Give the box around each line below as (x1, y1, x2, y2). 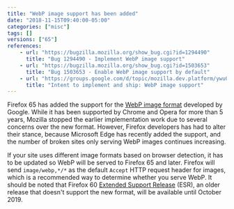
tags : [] (7, 29, 33, 37)
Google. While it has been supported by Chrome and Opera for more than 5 (7, 108, 224, 116)
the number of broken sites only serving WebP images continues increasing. (7, 137, 226, 146)
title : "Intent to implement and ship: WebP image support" (25, 82, 204, 88)
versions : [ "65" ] (7, 36, 58, 43)
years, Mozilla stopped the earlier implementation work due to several (7, 116, 208, 124)
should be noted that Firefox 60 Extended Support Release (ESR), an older (7, 180, 221, 189)
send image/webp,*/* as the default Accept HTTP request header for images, (7, 166, 226, 174)
